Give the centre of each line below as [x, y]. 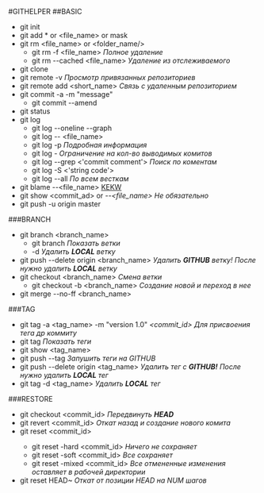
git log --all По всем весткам [80, 179]
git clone [34, 69]
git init [30, 27]
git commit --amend [64, 103]
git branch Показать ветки [76, 243]
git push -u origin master [60, 204]
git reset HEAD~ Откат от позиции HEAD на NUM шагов [113, 480]
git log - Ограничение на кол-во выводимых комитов [122, 153]
